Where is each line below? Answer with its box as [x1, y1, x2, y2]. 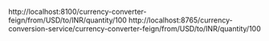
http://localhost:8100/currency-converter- [8, 7, 147, 16]
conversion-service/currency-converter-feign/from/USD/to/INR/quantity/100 [8, 24, 261, 33]
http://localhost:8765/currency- [128, 15, 233, 25]
